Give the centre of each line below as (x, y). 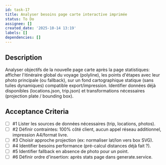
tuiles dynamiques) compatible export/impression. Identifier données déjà (81, 85)
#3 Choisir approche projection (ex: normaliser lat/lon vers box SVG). (83, 140)
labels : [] (16, 33)
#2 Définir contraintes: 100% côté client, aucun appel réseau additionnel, (87, 129)
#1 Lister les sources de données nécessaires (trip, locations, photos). (84, 124)
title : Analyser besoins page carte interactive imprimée (66, 14)
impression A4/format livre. (40, 135)
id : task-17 (17, 10)
